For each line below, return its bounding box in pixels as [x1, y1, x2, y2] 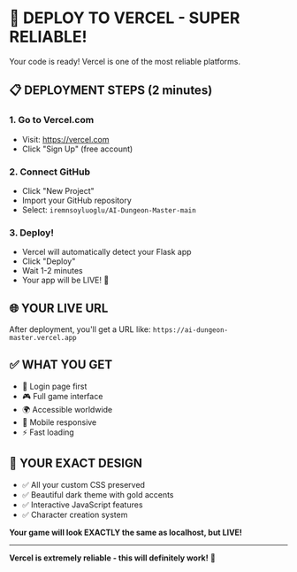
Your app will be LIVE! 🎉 [21, 274, 110, 286]
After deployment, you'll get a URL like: [9, 324, 151, 335]
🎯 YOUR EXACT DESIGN [9, 456, 143, 471]
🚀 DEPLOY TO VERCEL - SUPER [9, 8, 240, 28]
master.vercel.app [9, 334, 77, 343]
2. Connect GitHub [9, 166, 91, 178]
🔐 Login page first [21, 381, 88, 391]
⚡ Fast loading [21, 427, 75, 437]
